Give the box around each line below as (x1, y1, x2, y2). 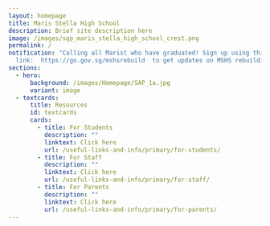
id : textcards (29, 109, 78, 117)
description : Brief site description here (8, 26, 153, 34)
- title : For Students (37, 123, 113, 131)
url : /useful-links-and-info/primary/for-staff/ (43, 176, 211, 184)
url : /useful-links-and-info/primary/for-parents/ (43, 205, 218, 213)
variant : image (29, 86, 81, 95)
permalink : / (8, 42, 52, 50)
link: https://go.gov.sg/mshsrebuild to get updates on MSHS (15, 57, 231, 65)
